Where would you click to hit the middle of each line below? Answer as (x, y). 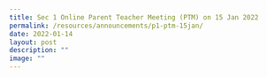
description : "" (39, 50)
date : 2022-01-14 (41, 34)
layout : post (33, 42)
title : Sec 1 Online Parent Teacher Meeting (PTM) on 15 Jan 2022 (134, 17)
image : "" (27, 58)
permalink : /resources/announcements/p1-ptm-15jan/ (106, 26)
